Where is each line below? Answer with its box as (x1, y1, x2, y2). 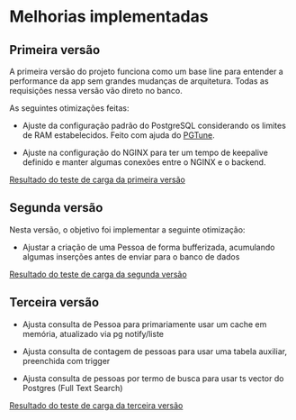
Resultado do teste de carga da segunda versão (9, 269, 187, 279)
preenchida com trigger (22, 355, 111, 366)
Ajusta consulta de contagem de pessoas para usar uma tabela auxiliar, (22, 345, 288, 357)
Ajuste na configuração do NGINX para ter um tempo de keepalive (22, 147, 268, 158)
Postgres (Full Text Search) (22, 382, 123, 393)
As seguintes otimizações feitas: (9, 103, 130, 114)
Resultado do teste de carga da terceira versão (9, 399, 184, 411)
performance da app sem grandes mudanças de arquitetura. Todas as (9, 76, 269, 87)
